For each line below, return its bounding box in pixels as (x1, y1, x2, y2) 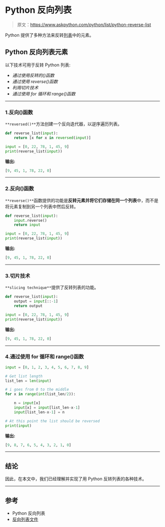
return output (14, 303, 43, 309)
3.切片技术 (5, 272, 30, 279)
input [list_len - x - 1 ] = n (14, 410, 65, 414)
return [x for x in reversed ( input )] (14, 135, 91, 140)
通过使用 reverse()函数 (12, 78, 58, 84)
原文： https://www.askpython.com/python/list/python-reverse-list (17, 22, 151, 28)
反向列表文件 (12, 517, 38, 523)
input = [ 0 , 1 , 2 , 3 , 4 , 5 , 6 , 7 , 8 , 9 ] (5, 365, 89, 370)
